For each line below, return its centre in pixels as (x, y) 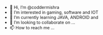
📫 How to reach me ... (32, 28)
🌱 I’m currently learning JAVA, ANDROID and (54, 17)
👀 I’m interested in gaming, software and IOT (54, 12)
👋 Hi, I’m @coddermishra (34, 7)
